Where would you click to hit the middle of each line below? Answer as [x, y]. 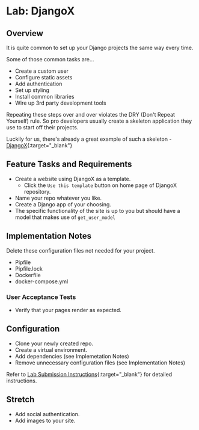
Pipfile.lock [29, 268]
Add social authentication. [47, 414]
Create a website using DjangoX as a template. [73, 179]
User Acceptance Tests [41, 297]
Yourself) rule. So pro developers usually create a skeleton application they [99, 121]
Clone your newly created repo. [54, 343]
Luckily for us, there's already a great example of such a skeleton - [89, 139]
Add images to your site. [45, 420]
